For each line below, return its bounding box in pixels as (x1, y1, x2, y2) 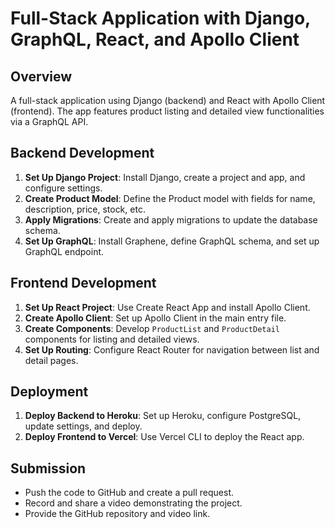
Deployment (10, 383, 89, 401)
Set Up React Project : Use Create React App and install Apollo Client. (24, 301, 311, 313)
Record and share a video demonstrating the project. (24, 497, 243, 509)
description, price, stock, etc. (24, 203, 146, 215)
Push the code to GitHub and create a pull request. (24, 487, 234, 499)
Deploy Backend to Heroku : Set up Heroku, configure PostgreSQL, (24, 410, 302, 422)
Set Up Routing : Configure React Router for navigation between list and (24, 343, 320, 356)
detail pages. (24, 354, 79, 366)
